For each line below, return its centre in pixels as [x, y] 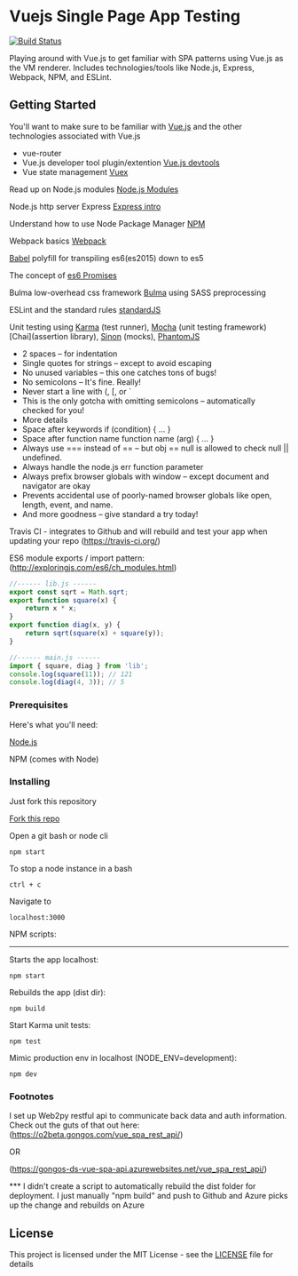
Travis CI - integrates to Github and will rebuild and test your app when [138, 531]
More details [45, 419]
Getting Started [53, 105]
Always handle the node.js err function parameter [113, 467]
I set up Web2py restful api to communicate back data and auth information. [148, 1116]
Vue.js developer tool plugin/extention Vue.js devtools [121, 163]
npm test [25, 1041]
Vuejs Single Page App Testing [125, 16]
